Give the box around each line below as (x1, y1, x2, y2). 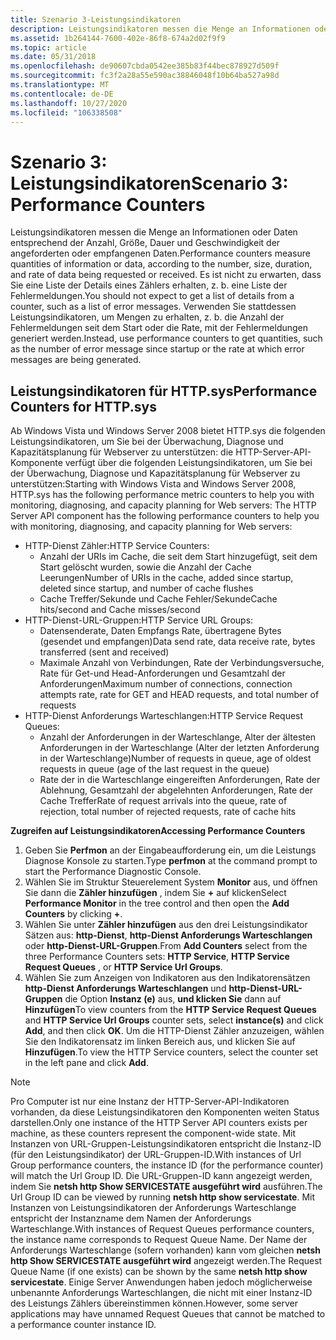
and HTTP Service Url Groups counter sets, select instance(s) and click (24, 1014, 324, 1026)
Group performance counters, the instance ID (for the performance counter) (10, 1159, 324, 1171)
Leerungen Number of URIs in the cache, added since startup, (39, 572, 294, 584)
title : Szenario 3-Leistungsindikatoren (10, 14, 182, 25)
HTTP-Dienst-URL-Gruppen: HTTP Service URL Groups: (24, 614, 254, 626)
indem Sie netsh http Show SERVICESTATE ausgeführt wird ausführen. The (10, 1181, 323, 1193)
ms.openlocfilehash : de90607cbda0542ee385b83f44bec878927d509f (10, 61, 280, 71)
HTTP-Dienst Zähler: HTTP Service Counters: (24, 540, 210, 552)
